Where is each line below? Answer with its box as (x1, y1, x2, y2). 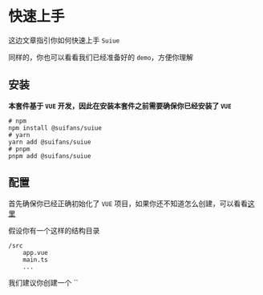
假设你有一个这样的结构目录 (8, 225, 100, 235)
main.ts (22, 256, 48, 264)
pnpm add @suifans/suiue (8, 152, 91, 160)
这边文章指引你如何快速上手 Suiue (8, 35, 120, 45)
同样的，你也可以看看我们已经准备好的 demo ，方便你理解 (8, 52, 194, 62)
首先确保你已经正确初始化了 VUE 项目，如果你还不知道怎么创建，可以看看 (8, 198, 249, 208)
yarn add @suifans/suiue (8, 138, 91, 146)
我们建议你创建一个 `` (8, 277, 79, 287)
